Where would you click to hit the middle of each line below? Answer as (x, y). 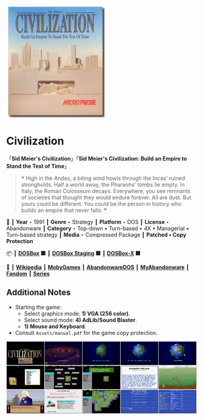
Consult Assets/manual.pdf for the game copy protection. (86, 332)
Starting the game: (38, 307)
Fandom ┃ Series (28, 273)
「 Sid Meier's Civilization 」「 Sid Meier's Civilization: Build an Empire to (97, 158)
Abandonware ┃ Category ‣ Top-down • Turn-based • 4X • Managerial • (98, 228)
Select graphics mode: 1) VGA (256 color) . (77, 313)
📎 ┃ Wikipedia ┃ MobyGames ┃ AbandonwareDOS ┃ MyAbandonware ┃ (98, 267)
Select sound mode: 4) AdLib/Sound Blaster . (80, 320)
